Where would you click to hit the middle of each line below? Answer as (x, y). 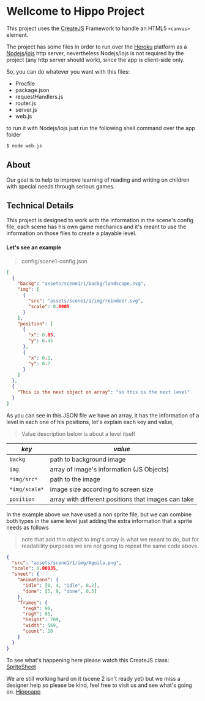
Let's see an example (34, 247)
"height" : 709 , (42, 620)
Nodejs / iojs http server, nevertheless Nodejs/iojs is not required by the (95, 53)
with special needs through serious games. (61, 186)
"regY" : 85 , (38, 614)
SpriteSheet (21, 667)
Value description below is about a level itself (78, 433)
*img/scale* (27, 489)
